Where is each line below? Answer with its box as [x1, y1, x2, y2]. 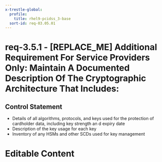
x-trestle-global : [5, 7, 42, 12]
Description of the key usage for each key [12, 126, 97, 132]
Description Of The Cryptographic [5, 73, 146, 84]
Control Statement [5, 102, 62, 111]
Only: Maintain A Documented [5, 62, 130, 74]
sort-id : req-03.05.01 [9, 20, 56, 26]
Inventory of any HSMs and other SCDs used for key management [12, 131, 145, 137]
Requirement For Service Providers [5, 52, 150, 63]
